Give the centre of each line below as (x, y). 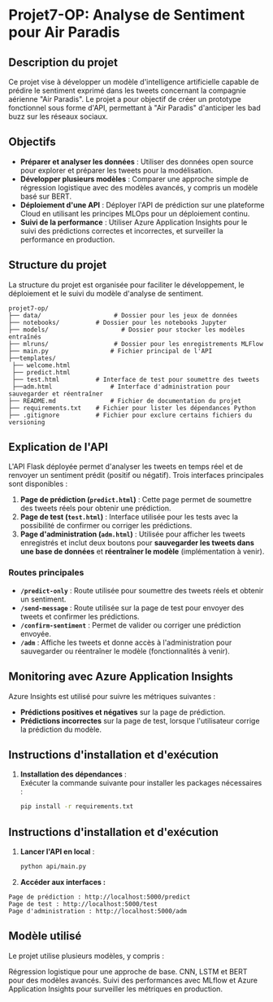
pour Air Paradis (64, 32)
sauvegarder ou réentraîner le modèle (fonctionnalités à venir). (125, 651)
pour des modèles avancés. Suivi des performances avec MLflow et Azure (133, 980)
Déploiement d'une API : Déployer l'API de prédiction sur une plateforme (143, 204)
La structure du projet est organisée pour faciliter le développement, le (127, 284)
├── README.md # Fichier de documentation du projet (125, 400)
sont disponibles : (38, 484)
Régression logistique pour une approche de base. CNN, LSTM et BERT (128, 971)
